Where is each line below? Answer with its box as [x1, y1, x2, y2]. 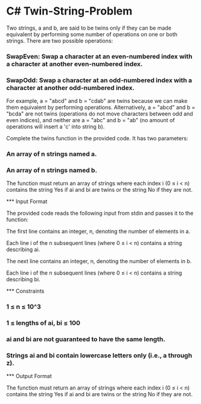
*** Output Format [6, 373, 53, 380]
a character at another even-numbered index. [6, 59, 143, 68]
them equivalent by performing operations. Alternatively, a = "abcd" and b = [6, 104, 196, 111]
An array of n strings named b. [6, 166, 98, 174]
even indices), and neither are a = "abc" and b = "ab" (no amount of [6, 117, 175, 124]
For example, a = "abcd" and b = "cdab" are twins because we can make [6, 97, 188, 105]
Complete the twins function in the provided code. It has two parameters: [6, 135, 188, 142]
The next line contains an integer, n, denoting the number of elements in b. [6, 258, 192, 265]
